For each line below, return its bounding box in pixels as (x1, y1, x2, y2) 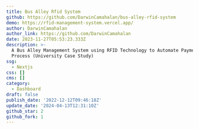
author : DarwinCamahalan (6, 25, 68, 32)
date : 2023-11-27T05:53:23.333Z (6, 36, 86, 42)
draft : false (6, 92, 38, 97)
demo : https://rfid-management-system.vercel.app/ (6, 20, 134, 26)
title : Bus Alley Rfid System (6, 8, 81, 15)
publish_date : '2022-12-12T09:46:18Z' (6, 97, 102, 103)
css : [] (6, 70, 25, 75)
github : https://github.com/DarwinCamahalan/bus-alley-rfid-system (6, 14, 176, 20)
